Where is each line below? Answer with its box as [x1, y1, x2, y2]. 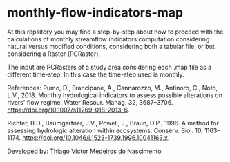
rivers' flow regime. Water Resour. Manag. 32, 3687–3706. [7, 98, 173, 106]
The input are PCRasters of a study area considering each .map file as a [7, 63, 212, 71]
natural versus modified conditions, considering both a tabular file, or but [7, 42, 215, 50]
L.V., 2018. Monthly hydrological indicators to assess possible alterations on [7, 91, 223, 99]
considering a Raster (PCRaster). [7, 50, 101, 58]
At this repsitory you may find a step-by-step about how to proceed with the [7, 28, 224, 36]
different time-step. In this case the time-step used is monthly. [7, 70, 184, 79]
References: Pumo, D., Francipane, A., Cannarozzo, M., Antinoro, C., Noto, [7, 83, 218, 92]
